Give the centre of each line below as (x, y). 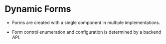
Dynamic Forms (38, 9)
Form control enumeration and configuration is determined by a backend (86, 32)
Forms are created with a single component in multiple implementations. (86, 22)
